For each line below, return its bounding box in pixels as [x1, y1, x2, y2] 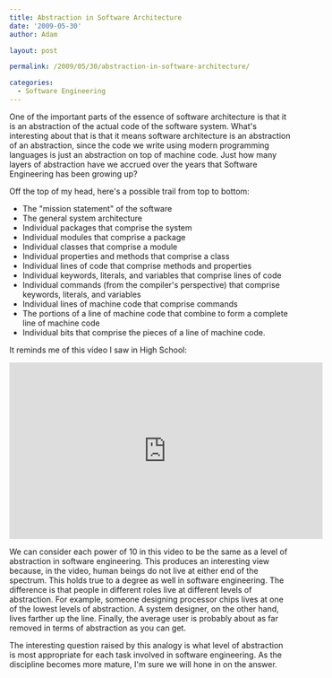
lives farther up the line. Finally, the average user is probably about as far [9, 613, 279, 623]
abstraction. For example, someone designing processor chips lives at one [9, 594, 284, 604]
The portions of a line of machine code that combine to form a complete [21, 308, 288, 318]
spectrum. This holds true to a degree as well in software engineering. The [9, 575, 285, 586]
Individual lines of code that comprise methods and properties [21, 260, 252, 271]
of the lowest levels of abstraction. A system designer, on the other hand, [9, 603, 279, 614]
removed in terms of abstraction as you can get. [9, 622, 186, 633]
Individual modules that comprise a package [21, 231, 186, 242]
